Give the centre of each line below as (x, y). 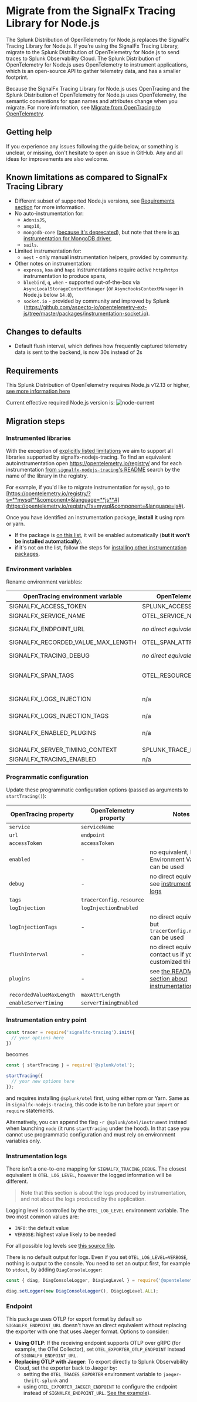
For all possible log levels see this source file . (61, 1246)
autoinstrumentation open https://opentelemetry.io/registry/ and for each (94, 463)
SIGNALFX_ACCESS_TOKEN (48, 606)
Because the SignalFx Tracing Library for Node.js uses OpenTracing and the (98, 88)
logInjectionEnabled (110, 908)
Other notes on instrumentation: (53, 263)
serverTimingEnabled (110, 1003)
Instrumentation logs (37, 1156)
